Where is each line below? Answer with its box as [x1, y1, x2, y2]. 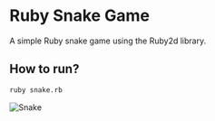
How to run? [9, 61, 80, 77]
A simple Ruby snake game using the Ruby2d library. [9, 35, 207, 46]
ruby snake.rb [9, 85, 64, 95]
